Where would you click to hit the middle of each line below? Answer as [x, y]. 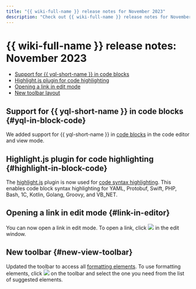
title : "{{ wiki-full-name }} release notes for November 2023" [86, 11]
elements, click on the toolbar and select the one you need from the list [95, 273]
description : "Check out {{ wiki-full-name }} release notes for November [99, 17]
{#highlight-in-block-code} [57, 168]
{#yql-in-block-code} [46, 120]
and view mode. [25, 141]
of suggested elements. [34, 279]
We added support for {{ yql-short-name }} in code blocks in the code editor [98, 134]
